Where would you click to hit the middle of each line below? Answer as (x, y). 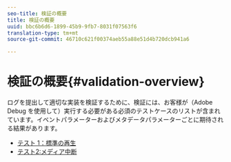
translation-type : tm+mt (43, 33)
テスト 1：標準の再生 (47, 143)
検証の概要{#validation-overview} (106, 82)
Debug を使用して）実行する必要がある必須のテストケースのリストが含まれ (114, 111)
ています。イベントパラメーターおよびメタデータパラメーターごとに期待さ (112, 120)
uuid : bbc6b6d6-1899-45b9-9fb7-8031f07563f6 (72, 26)
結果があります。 (37, 128)
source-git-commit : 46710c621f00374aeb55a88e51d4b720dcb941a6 (98, 39)
